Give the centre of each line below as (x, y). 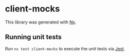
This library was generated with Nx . (41, 22)
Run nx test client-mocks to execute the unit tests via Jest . (65, 48)
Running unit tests (33, 37)
